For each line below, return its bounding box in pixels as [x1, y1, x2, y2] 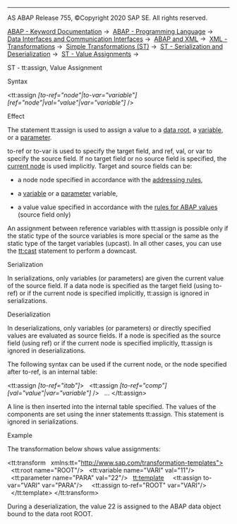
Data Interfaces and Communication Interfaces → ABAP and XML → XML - [7, 35, 228, 43]
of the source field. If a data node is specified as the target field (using [7, 282, 212, 290]
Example [7, 431, 33, 439]
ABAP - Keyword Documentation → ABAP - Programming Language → [7, 28, 214, 35]
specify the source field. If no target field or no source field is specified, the [7, 155, 227, 162]
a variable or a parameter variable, [17, 189, 118, 198]
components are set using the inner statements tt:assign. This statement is [7, 410, 224, 418]
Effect [7, 112, 25, 120]
